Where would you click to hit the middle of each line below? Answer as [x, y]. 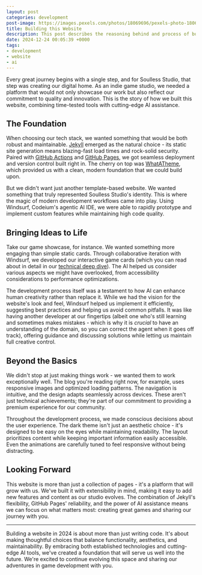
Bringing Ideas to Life [47, 232]
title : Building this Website [44, 29]
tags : [13, 46]
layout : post [23, 12]
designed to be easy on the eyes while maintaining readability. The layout [97, 431]
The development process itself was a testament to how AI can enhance [96, 291]
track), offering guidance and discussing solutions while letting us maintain [99, 336]
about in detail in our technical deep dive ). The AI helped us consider [92, 266]
